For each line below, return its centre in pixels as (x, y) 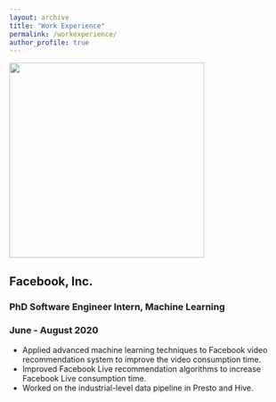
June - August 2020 (54, 331)
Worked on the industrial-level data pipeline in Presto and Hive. (138, 388)
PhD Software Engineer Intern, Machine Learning (117, 307)
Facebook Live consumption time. (84, 378)
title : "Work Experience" (57, 26)
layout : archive (39, 17)
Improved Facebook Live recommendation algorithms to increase (141, 369)
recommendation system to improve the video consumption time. (142, 359)
